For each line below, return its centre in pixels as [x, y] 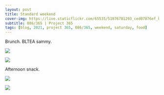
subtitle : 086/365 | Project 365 [39, 23]
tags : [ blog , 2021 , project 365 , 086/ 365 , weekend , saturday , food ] [76, 28]
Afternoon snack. [22, 69]
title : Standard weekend [30, 14]
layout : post [18, 9]
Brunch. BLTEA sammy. [29, 41]
